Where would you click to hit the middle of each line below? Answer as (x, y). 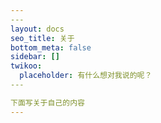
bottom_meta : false (51, 47)
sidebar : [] (35, 57)
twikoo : (26, 66)
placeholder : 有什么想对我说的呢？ (86, 76)
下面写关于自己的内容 (47, 102)
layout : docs (37, 29)
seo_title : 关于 (42, 38)
